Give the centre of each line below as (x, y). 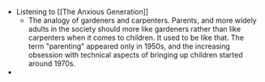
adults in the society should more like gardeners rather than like (135, 29)
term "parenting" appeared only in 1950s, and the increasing (129, 46)
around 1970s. (52, 63)
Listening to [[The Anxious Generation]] (82, 12)
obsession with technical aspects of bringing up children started (135, 55)
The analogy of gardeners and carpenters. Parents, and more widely (142, 20)
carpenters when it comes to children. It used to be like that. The (136, 37)
